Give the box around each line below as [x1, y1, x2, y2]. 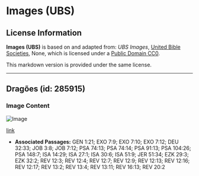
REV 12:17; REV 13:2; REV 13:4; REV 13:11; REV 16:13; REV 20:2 [14, 163, 165, 170]
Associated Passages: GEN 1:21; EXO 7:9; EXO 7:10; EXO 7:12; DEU [14, 138, 179, 145]
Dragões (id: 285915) [6, 84, 86, 94]
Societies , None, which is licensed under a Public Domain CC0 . [6, 50, 161, 57]
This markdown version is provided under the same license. [6, 61, 152, 68]
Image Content [6, 102, 50, 110]
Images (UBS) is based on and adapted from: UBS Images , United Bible [6, 43, 181, 50]
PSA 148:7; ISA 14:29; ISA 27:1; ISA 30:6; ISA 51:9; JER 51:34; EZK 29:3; [14, 151, 189, 158]
